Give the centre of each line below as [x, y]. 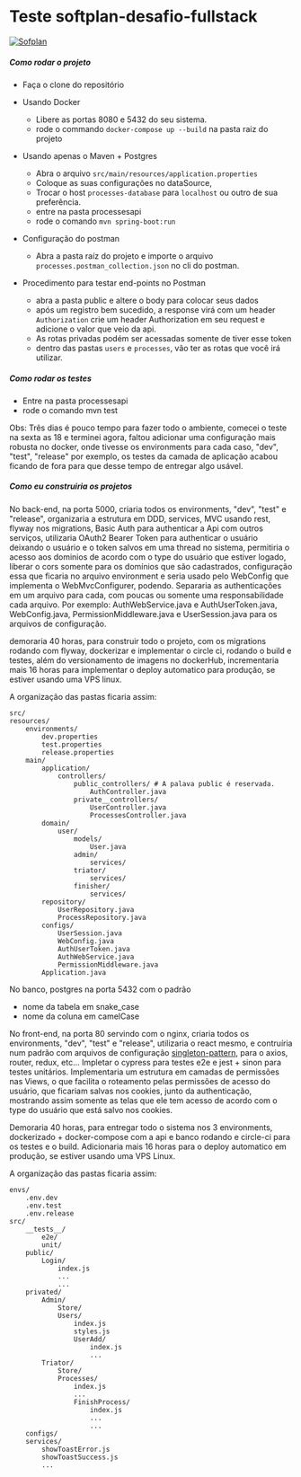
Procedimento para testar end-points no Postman [114, 283]
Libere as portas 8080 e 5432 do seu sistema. [121, 119]
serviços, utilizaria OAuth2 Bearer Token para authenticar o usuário [134, 537]
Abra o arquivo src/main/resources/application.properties [146, 173]
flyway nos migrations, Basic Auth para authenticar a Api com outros [136, 528]
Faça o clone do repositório [73, 84]
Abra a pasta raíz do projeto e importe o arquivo [124, 256]
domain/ [56, 823]
